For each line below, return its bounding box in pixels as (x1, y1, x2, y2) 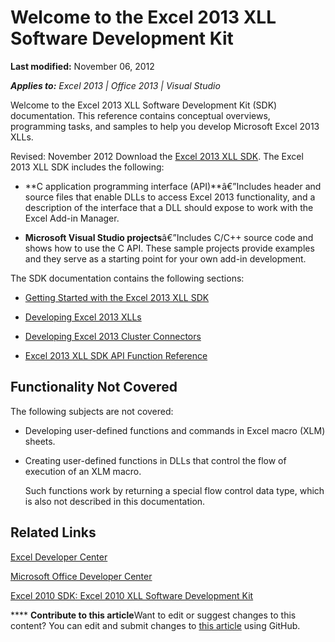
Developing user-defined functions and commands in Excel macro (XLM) (24, 424, 326, 436)
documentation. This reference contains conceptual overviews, (10, 109, 271, 121)
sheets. (24, 435, 56, 447)
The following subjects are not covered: (10, 405, 174, 417)
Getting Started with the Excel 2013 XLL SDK (24, 291, 210, 303)
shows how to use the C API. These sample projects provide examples (24, 242, 315, 254)
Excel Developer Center (10, 551, 108, 563)
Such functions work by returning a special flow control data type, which (24, 484, 325, 496)
